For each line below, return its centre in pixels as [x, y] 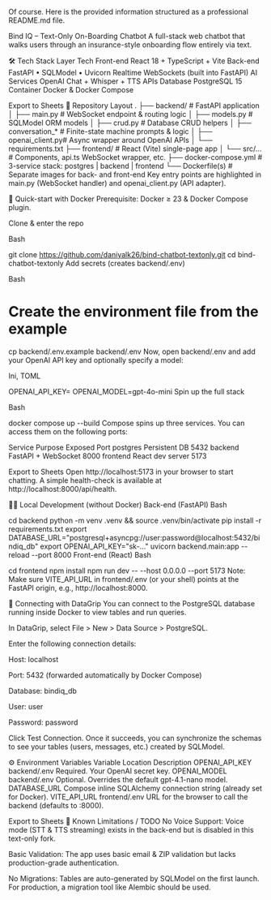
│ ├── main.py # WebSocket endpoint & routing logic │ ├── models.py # [131, 114]
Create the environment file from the [133, 312]
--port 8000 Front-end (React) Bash [91, 554]
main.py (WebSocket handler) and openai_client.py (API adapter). [117, 183]
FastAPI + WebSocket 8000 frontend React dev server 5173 [108, 456]
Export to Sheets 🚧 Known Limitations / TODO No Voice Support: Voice [126, 821]
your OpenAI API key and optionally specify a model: [96, 360]
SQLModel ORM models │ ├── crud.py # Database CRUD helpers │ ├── [130, 123]
